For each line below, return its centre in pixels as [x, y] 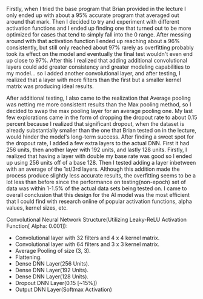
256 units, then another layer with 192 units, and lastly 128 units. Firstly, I [97, 149]
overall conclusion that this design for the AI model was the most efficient [98, 195]
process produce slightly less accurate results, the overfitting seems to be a [101, 175]
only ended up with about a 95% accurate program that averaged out [93, 15]
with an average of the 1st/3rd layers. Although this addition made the [93, 169]
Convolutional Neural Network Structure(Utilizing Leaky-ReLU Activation [96, 219]
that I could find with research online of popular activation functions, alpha [99, 201]
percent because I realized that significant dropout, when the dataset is [95, 124]
